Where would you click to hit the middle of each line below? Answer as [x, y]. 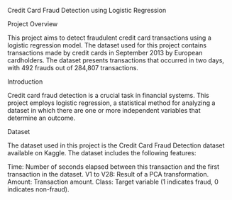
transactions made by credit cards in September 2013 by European [105, 53]
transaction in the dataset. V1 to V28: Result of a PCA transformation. [108, 174]
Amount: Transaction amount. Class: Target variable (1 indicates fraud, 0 [113, 182]
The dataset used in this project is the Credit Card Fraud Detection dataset [116, 145]
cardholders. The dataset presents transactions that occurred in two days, [116, 60]
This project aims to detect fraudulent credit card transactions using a [109, 38]
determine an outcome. [42, 118]
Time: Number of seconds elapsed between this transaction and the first [114, 167]
